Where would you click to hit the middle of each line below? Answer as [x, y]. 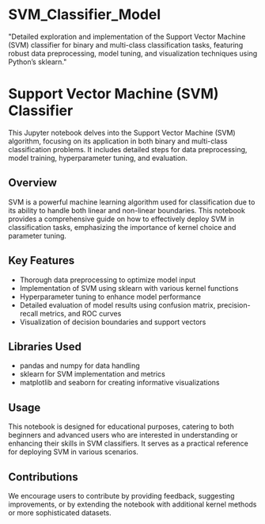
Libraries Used [45, 346]
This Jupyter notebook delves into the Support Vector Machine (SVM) [122, 132]
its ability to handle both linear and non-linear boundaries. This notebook [127, 210]
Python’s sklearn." [38, 62]
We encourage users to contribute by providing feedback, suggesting [121, 495]
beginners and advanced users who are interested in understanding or [123, 435]
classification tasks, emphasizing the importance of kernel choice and [122, 227]
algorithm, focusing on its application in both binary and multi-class [118, 141]
